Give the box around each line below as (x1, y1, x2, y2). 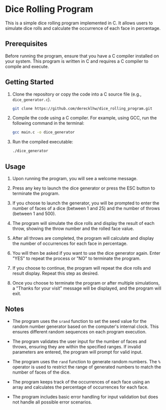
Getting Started (5, 78, 54, 87)
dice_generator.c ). (12, 96, 51, 102)
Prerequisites (5, 40, 48, 48)
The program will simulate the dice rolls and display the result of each (12, 220, 155, 226)
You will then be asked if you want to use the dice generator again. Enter (12, 250, 161, 256)
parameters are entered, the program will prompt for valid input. (12, 349, 143, 355)
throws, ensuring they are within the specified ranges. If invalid (12, 343, 141, 349)
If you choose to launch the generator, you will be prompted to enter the (12, 200, 160, 206)
